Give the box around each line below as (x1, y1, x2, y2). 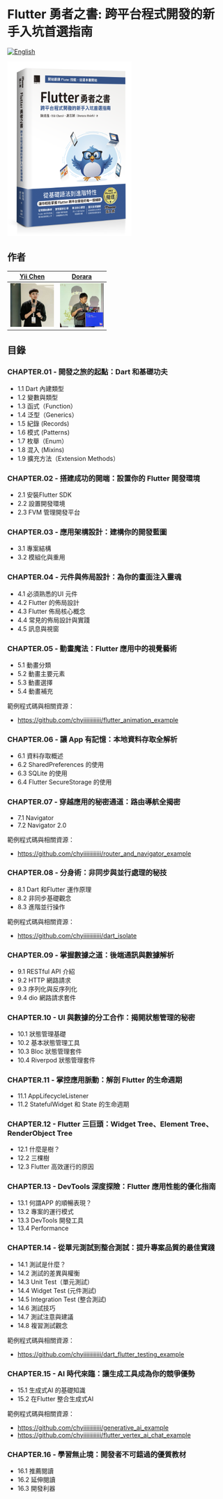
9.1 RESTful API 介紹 (17, 967, 75, 976)
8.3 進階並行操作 (17, 902, 66, 911)
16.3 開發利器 (17, 1484, 56, 1493)
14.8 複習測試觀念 (17, 1321, 68, 1329)
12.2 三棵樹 (17, 1154, 50, 1162)
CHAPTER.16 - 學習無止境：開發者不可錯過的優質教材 (7, 1449, 187, 1459)
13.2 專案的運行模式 (17, 1208, 75, 1216)
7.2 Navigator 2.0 (17, 821, 67, 829)
